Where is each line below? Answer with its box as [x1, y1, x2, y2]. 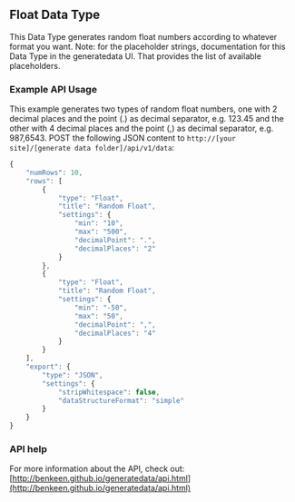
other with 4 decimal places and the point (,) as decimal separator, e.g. [9, 123, 274, 134]
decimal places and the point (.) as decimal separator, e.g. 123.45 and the [9, 113, 284, 124]
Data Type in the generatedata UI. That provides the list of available [9, 50, 261, 62]
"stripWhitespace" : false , [57, 388, 161, 397]
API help [9, 443, 47, 456]
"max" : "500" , [74, 227, 128, 237]
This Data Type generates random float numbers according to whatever [9, 31, 278, 42]
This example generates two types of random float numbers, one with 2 [9, 103, 278, 114]
